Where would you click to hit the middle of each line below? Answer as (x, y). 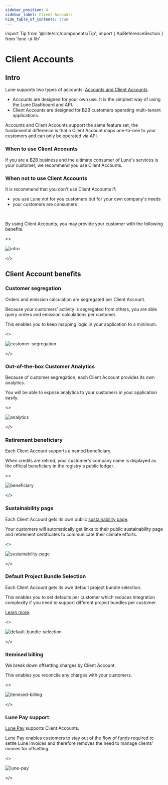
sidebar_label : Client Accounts (39, 15)
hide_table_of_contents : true (37, 19)
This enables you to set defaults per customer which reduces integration (80, 597)
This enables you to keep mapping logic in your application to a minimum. (81, 324)
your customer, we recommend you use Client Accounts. (64, 165)
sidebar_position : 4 (27, 10)
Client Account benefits (43, 274)
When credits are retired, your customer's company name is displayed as (81, 461)
